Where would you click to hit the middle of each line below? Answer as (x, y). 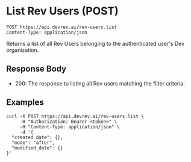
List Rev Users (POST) (62, 11)
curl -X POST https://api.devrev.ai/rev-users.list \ (75, 116)
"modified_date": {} (37, 148)
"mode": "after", (33, 143)
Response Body (36, 69)
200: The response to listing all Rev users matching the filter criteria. (100, 83)
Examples (25, 103)
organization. (23, 50)
